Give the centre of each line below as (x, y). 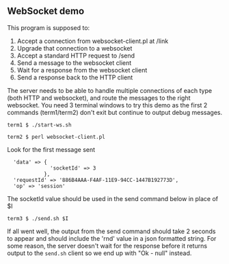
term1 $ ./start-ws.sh (39, 125)
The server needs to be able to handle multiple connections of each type (110, 90)
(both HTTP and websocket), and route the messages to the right (99, 98)
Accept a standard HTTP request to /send (76, 55)
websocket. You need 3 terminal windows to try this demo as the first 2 (107, 105)
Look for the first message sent (51, 149)
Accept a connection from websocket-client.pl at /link (93, 41)
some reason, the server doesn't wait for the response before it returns (107, 246)
